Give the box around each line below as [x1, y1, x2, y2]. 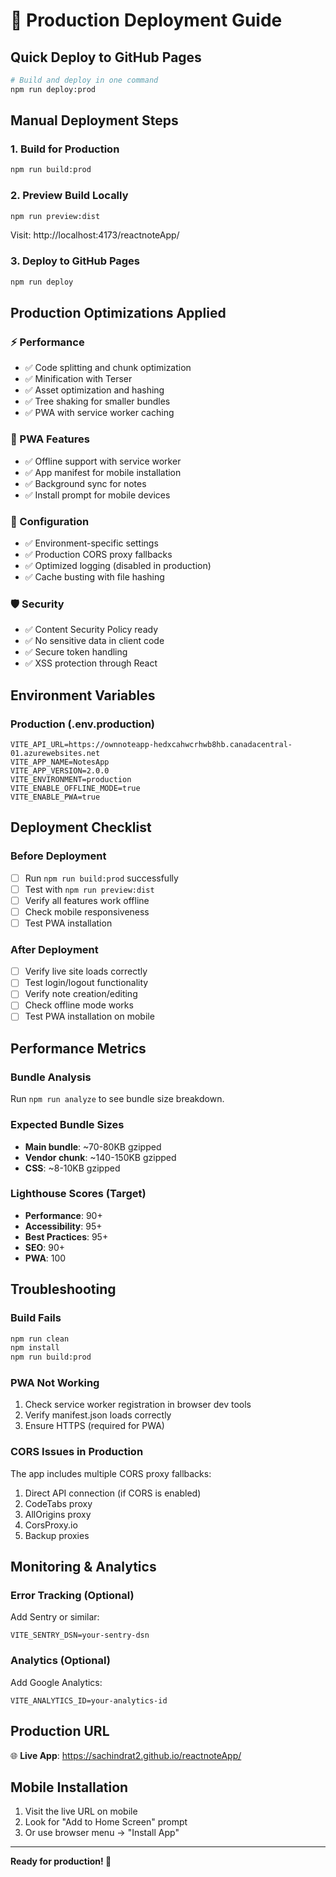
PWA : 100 [24, 1252, 67, 1264]
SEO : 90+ [24, 1241, 66, 1253]
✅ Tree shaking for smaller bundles [24, 395, 171, 408]
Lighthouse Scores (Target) [10, 1187, 147, 1201]
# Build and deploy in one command [10, 75, 159, 85]
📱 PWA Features [10, 432, 90, 446]
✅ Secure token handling [24, 646, 128, 658]
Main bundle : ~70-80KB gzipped [24, 1140, 162, 1153]
